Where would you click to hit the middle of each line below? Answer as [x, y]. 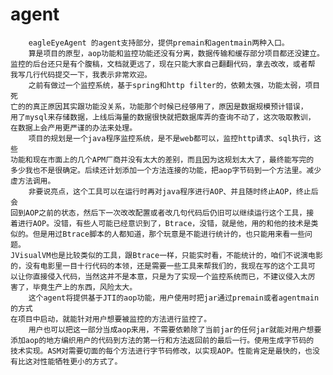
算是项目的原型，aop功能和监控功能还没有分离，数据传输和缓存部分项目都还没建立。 [176, 53]
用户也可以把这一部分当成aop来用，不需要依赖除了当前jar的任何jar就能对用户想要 [175, 329]
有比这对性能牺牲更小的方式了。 [66, 361]
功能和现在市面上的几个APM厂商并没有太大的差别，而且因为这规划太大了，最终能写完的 [162, 159]
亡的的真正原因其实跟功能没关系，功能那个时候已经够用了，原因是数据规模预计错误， [159, 106]
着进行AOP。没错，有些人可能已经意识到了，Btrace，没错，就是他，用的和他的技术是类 [164, 223]
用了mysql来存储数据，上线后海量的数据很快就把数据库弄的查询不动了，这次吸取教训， [163, 117]
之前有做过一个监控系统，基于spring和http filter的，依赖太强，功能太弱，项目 [174, 85]
